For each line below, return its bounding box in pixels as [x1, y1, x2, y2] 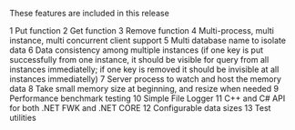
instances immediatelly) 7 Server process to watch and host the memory [9, 74, 282, 85]
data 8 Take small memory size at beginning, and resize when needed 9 [9, 84, 280, 94]
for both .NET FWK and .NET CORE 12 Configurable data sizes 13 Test [9, 103, 271, 113]
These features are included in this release [9, 8, 170, 18]
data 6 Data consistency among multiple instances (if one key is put [9, 45, 264, 55]
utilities [9, 113, 36, 123]
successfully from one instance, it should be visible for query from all [9, 55, 270, 65]
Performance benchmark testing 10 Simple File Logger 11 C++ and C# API [9, 93, 286, 104]
